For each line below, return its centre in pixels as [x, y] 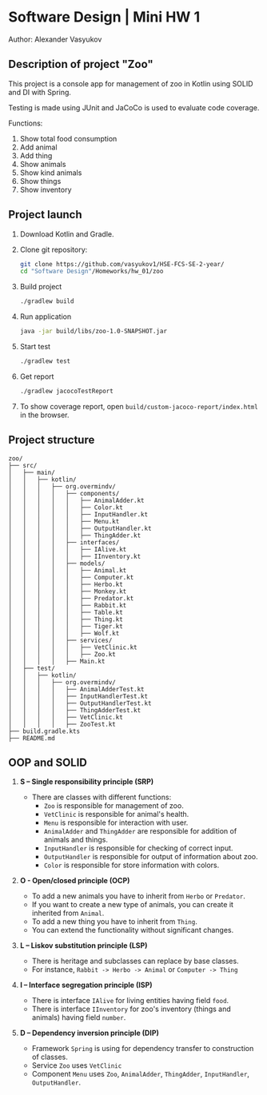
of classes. [50, 1057]
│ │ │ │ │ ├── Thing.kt [66, 619]
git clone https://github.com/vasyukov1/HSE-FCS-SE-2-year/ [122, 264]
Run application [46, 317]
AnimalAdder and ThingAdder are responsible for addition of [140, 831]
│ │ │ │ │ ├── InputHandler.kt [78, 514]
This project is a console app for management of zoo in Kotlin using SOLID [131, 83]
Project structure [52, 440]
